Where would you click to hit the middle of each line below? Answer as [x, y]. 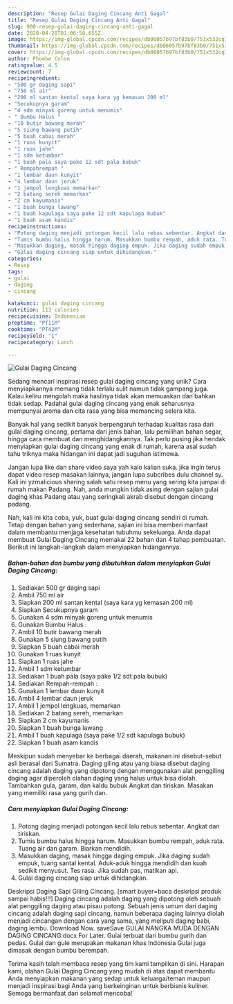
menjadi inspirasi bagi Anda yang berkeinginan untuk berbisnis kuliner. [109, 986]
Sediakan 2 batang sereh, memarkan [70, 713]
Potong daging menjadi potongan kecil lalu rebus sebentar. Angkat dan [119, 826]
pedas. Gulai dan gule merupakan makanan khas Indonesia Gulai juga [107, 943]
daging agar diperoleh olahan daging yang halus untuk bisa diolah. [103, 778]
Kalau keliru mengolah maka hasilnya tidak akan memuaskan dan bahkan [112, 396]
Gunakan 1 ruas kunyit [49, 654]
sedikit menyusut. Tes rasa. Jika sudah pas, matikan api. [98, 871]
